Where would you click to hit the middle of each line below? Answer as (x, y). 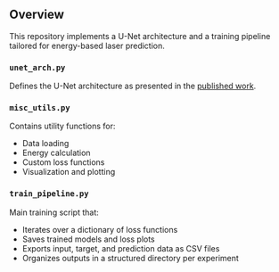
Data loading (45, 144)
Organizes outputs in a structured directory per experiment (130, 258)
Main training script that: (54, 212)
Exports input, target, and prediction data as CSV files (121, 248)
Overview (37, 15)
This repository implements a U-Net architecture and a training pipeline (140, 36)
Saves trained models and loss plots (89, 239)
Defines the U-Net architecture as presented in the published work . (133, 86)
